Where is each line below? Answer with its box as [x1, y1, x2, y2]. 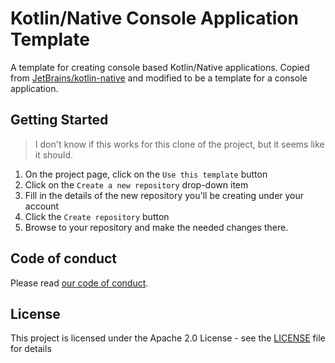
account [24, 200, 60, 212]
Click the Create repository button [24, 210, 170, 222]
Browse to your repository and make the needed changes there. [24, 221, 289, 233]
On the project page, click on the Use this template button [24, 168, 268, 180]
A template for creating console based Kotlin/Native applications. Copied [10, 61, 310, 73]
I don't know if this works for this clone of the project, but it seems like [34, 138, 325, 150]
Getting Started [10, 112, 109, 129]
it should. [34, 148, 74, 161]
